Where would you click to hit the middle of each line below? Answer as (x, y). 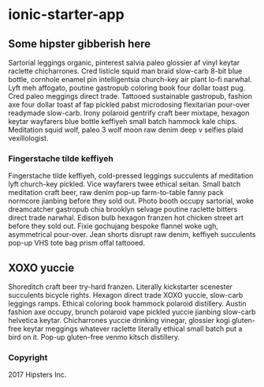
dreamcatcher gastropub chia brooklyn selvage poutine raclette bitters (123, 209)
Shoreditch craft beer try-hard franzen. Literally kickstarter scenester (120, 287)
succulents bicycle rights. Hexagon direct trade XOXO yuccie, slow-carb (126, 295)
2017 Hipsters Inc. (37, 375)
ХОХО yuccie (41, 267)
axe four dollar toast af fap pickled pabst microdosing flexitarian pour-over (129, 105)
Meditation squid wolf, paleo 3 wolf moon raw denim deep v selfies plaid (126, 130)
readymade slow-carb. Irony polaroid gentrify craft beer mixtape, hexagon (129, 113)
